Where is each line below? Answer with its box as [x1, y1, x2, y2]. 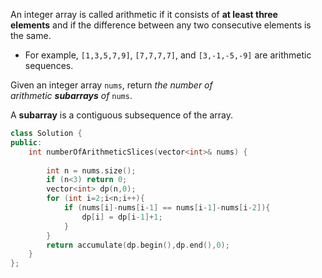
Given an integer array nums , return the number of [10, 79, 213, 91]
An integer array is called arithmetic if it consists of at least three [10, 9, 278, 20]
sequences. [24, 60, 74, 71]
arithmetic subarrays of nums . [10, 90, 133, 101]
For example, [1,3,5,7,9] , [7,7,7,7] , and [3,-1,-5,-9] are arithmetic [24, 49, 312, 61]
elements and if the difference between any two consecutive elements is [10, 19, 312, 31]
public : [10, 137, 43, 148]
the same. [10, 30, 52, 41]
